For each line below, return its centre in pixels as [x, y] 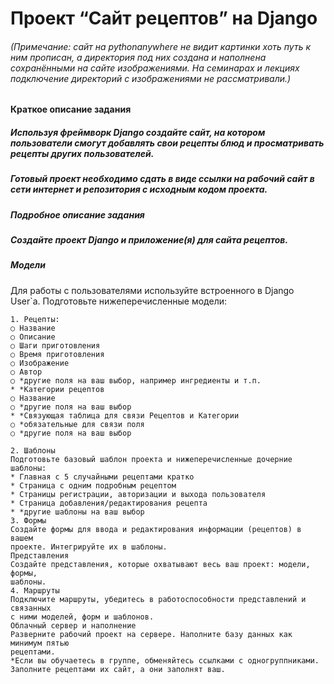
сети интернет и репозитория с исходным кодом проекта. [139, 189]
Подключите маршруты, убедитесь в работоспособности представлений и [158, 599]
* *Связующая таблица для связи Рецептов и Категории [125, 415]
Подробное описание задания [77, 214]
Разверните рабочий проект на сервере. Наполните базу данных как [151, 634]
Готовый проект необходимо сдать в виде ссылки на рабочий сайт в [162, 179]
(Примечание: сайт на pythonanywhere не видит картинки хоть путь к [161, 46]
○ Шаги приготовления [55, 345]
